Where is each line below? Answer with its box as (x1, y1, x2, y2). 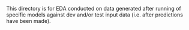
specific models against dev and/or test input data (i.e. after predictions (6, 11, 183, 18)
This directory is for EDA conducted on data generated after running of (6, 5, 181, 12)
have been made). (6, 18, 51, 24)
